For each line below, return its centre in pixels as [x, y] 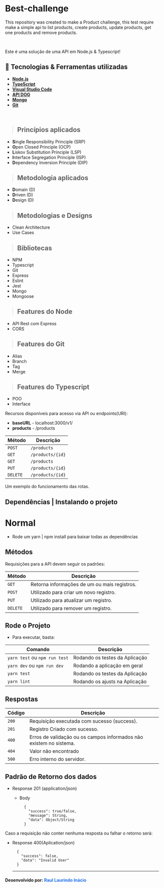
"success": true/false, [52, 811]
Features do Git [41, 344]
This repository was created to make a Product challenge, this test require [79, 22]
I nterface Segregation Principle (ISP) [49, 157]
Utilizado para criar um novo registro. [73, 592]
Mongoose [23, 296]
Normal [20, 523]
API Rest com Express [34, 323]
